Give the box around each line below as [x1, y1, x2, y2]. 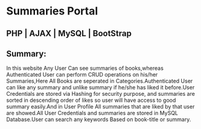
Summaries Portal [6, 4, 98, 18]
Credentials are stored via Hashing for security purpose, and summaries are [6, 90, 195, 98]
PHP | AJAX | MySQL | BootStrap [6, 28, 132, 39]
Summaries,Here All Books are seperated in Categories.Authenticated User [6, 77, 193, 85]
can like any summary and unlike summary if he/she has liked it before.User [6, 84, 195, 91]
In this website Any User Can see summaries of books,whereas [6, 64, 164, 72]
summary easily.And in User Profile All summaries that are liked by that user [6, 103, 195, 110]
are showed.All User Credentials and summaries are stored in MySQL [6, 110, 179, 117]
